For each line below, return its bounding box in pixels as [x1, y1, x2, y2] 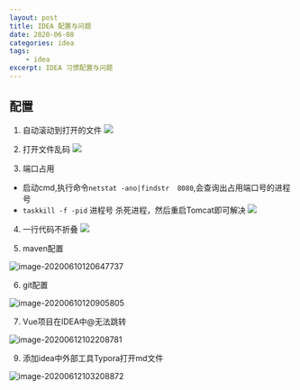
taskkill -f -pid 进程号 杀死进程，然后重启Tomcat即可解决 [22, 204, 246, 215]
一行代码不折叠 [22, 223, 78, 234]
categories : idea [9, 38, 75, 48]
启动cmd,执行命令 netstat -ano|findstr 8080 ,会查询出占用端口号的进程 [22, 182, 291, 193]
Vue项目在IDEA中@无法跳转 [22, 316, 127, 327]
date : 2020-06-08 [9, 30, 75, 39]
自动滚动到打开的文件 [22, 124, 102, 135]
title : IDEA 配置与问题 [9, 22, 92, 31]
